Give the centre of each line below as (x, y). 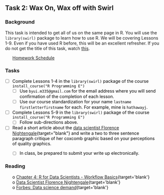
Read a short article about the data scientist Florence (66, 128)
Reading (15, 166)
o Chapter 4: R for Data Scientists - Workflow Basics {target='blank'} (81, 177)
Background (20, 22)
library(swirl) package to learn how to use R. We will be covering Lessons (82, 38)
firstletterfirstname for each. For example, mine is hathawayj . (83, 107)
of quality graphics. (32, 144)
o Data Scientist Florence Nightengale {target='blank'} (66, 182)
